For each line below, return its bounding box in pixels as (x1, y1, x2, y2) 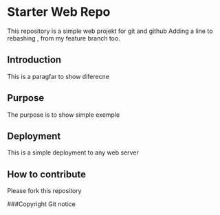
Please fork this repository (7, 187, 82, 195)
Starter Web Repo (7, 4, 111, 20)
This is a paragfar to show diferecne (7, 72, 110, 80)
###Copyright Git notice (7, 200, 76, 208)
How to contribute (7, 168, 87, 180)
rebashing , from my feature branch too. (7, 34, 120, 42)
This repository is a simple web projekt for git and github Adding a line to (7, 27, 213, 35)
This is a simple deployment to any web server (7, 148, 140, 157)
